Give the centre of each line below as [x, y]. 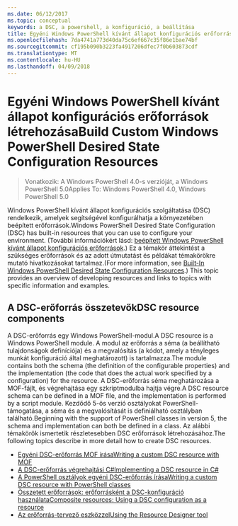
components [36, 318]
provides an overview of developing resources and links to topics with [109, 278]
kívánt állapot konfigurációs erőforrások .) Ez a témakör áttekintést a [106, 248]
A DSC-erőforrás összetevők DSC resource [103, 308]
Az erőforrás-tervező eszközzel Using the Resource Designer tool [113, 515]
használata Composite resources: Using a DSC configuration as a [112, 500]
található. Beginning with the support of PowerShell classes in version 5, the [117, 418]
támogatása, [25, 411]
